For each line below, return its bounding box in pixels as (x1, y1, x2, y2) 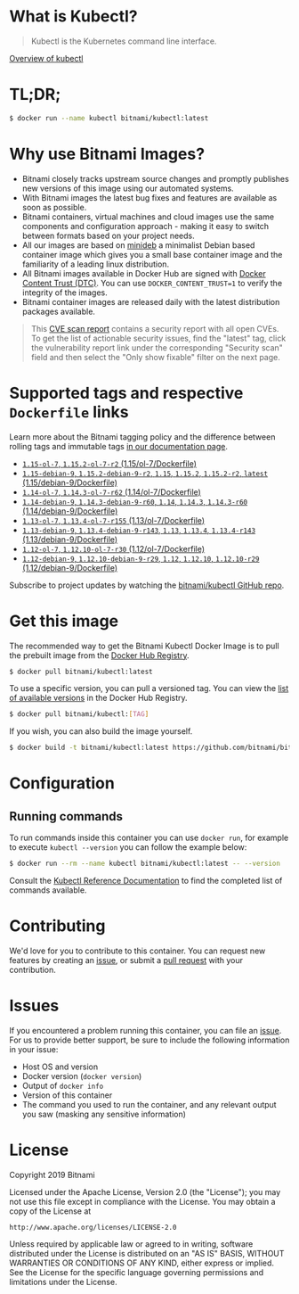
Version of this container (21, 1090, 113, 1100)
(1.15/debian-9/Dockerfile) (21, 477, 118, 488)
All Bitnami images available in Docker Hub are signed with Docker (21, 268, 266, 278)
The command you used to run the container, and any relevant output (21, 1099, 278, 1109)
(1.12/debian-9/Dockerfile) (21, 562, 118, 573)
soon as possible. (21, 202, 87, 212)
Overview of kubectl (9, 53, 84, 63)
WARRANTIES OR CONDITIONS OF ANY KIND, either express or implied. (9, 1257, 274, 1268)
